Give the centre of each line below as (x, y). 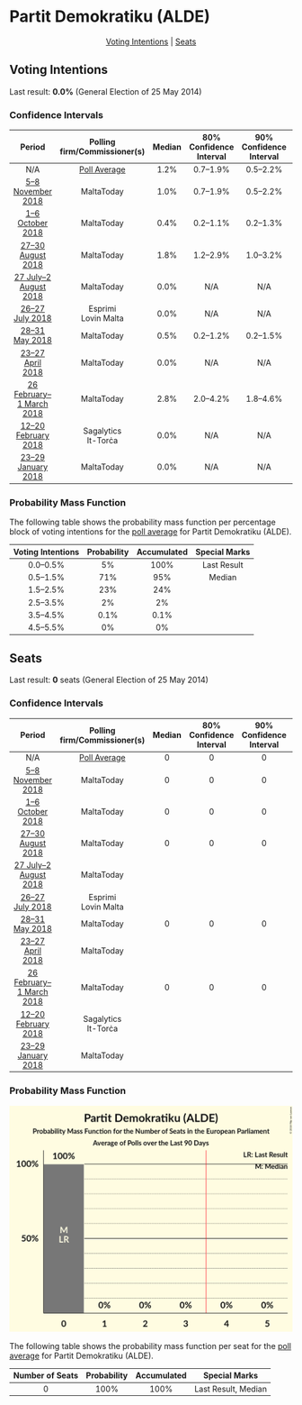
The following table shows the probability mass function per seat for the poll (151, 1346)
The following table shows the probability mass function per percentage (142, 522)
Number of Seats (46, 1375)
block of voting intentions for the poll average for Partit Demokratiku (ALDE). (151, 532)
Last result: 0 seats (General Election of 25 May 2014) (109, 680)
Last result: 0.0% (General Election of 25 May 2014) (106, 91)
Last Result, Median (231, 1389)
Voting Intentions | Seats (151, 41)
